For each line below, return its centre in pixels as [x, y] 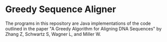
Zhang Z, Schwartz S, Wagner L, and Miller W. [53, 34]
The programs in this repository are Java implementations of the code [78, 23]
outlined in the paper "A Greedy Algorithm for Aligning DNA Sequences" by [83, 28]
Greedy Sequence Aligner [61, 9]
